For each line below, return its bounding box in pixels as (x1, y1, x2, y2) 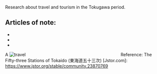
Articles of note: (5, 18, 56, 27)
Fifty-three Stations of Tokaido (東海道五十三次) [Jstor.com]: (5, 57, 127, 63)
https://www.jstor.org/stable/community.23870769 (5, 63, 109, 69)
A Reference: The (5, 51, 152, 57)
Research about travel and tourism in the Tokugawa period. (5, 4, 126, 10)
